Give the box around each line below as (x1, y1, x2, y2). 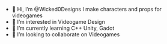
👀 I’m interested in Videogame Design (11, 18, 105, 25)
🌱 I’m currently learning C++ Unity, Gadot (11, 24, 115, 32)
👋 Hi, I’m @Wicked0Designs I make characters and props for (11, 6, 162, 12)
